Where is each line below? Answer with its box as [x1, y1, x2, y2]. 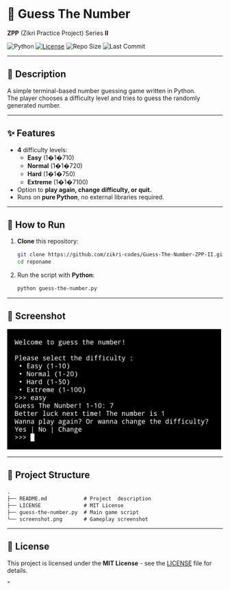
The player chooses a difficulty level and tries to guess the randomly [7, 94, 201, 102]
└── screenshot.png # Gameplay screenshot [7, 515, 149, 523]
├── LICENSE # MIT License [7, 502, 125, 509]
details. [7, 566, 28, 574]
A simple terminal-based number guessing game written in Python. [7, 86, 196, 95]
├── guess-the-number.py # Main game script [7, 508, 139, 516]
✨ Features [7, 127, 55, 139]
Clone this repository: [16, 237, 79, 245]
